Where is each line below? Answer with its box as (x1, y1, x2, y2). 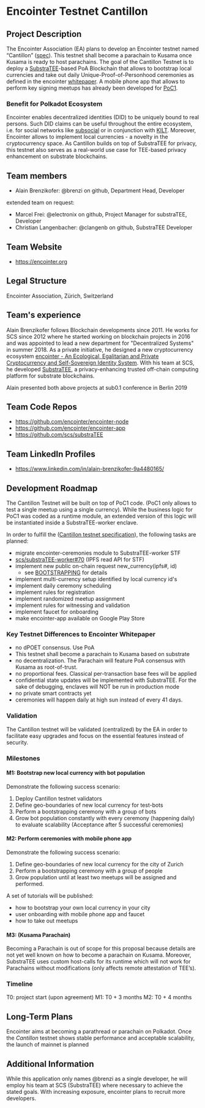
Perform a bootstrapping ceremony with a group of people (15, 867, 163, 874)
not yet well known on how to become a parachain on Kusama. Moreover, (6, 951, 192, 959)
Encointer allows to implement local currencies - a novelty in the (6, 133, 168, 141)
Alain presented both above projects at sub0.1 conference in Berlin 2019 (6, 384, 188, 391)
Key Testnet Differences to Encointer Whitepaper (6, 630, 156, 638)
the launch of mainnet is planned (6, 1041, 89, 1048)
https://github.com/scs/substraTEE (15, 431, 103, 438)
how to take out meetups (15, 917, 78, 924)
